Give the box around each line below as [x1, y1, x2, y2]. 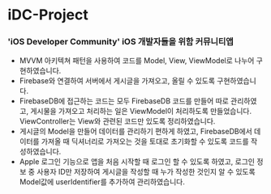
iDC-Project [7, 6, 88, 24]
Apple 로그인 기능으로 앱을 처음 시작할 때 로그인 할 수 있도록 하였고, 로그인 [19, 157, 255, 167]
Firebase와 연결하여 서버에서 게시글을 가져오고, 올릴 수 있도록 [19, 76, 216, 86]
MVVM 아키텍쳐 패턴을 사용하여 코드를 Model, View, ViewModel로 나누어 [19, 56, 255, 65]
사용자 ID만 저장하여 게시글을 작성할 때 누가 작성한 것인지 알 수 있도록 [37, 167, 256, 177]
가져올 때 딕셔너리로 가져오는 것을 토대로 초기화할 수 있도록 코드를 [41, 137, 249, 146]
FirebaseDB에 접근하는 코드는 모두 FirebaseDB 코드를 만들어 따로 [19, 96, 229, 106]
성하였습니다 [19, 147, 60, 157]
